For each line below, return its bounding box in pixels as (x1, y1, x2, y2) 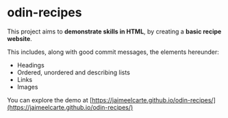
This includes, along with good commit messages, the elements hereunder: (7, 48, 219, 56)
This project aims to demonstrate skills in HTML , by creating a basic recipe (7, 27, 222, 35)
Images (16, 83, 38, 91)
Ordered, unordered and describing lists (16, 68, 130, 76)
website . (7, 34, 32, 42)
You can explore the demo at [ (7, 95, 92, 104)
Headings (16, 61, 45, 69)
